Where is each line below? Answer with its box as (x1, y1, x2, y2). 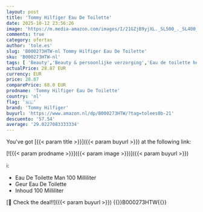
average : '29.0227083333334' (6, 122, 80, 128)
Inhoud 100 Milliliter (14, 187, 64, 194)
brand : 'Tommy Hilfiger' (6, 104, 69, 111)
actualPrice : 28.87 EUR (6, 65, 66, 71)
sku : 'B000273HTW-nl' (6, 54, 61, 60)
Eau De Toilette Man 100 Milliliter (14, 174, 97, 182)
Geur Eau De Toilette (14, 181, 67, 188)
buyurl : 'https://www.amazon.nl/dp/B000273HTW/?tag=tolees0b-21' (6, 110, 174, 116)
